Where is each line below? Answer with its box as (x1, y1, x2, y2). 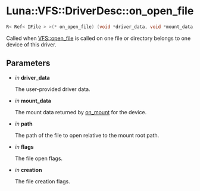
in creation (14, 166, 42, 173)
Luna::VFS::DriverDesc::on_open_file (6, 4, 194, 18)
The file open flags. (14, 155, 63, 162)
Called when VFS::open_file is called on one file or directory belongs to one (6, 35, 191, 42)
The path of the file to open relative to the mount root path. (14, 131, 160, 139)
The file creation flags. (14, 177, 70, 185)
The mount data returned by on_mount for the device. (14, 108, 147, 115)
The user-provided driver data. (14, 85, 90, 93)
